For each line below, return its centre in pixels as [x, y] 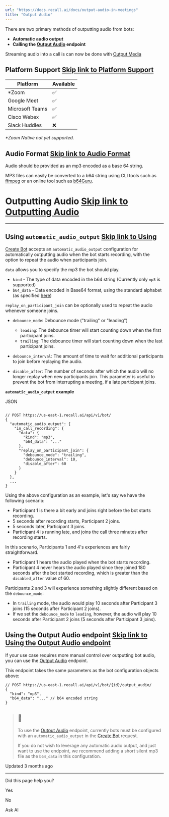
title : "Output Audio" [29, 15]
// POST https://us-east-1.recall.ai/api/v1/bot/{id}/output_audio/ [78, 685]
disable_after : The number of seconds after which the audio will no [83, 371]
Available [64, 84]
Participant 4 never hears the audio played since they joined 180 [79, 567]
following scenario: [25, 500]
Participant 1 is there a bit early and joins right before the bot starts [81, 510]
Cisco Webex [23, 117]
